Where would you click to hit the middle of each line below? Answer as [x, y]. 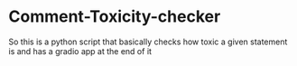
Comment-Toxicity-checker [115, 17]
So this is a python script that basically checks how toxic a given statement [148, 42]
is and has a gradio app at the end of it [80, 51]
